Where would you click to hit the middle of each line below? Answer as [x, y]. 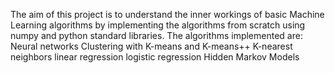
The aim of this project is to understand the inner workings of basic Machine [167, 14]
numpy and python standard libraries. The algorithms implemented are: [156, 35]
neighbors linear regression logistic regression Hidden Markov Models [155, 57]
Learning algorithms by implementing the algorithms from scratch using [158, 25]
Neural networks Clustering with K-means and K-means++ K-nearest [151, 46]
